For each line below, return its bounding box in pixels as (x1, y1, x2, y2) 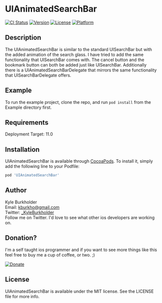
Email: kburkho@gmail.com (5, 204, 60, 210)
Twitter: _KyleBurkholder (5, 209, 54, 215)
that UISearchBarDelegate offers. (5, 72, 71, 78)
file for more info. (5, 293, 40, 299)
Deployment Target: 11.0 (5, 131, 53, 137)
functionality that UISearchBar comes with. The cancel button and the (5, 57, 145, 63)
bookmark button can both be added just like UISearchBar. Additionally (5, 62, 147, 67)
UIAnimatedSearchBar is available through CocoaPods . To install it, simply (5, 158, 153, 164)
